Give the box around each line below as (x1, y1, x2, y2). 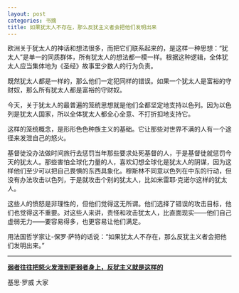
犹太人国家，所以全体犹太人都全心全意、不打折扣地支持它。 (19, 110, 194, 118)
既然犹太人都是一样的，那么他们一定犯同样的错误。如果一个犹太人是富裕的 (7, 77, 225, 85)
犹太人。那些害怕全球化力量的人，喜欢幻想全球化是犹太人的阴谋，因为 (19, 158, 225, 166)
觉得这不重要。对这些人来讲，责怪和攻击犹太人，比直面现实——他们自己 (19, 208, 232, 217)
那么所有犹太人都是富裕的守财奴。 (26, 86, 126, 95)
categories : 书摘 (7, 17, 57, 24)
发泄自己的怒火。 (19, 134, 70, 142)
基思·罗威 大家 (7, 278, 48, 287)
